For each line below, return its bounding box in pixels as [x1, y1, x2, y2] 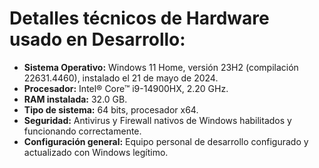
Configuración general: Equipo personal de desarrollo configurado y [23, 135, 309, 147]
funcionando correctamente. [23, 125, 142, 137]
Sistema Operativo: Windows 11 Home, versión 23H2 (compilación [23, 61, 299, 73]
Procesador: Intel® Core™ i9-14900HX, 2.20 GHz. [23, 82, 229, 94]
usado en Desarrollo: [9, 28, 186, 51]
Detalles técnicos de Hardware [9, 7, 270, 30]
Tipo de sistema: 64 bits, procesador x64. [23, 103, 199, 116]
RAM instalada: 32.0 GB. [23, 93, 128, 105]
